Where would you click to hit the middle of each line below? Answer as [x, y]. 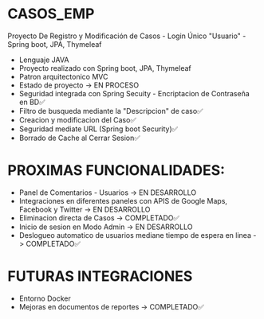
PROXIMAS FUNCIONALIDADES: [116, 171]
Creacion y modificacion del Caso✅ [77, 119]
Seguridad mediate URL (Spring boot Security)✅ [99, 129]
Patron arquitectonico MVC [63, 76]
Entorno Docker [45, 298]
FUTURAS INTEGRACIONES [100, 276]
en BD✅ [32, 102]
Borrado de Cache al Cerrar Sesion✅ [79, 138]
